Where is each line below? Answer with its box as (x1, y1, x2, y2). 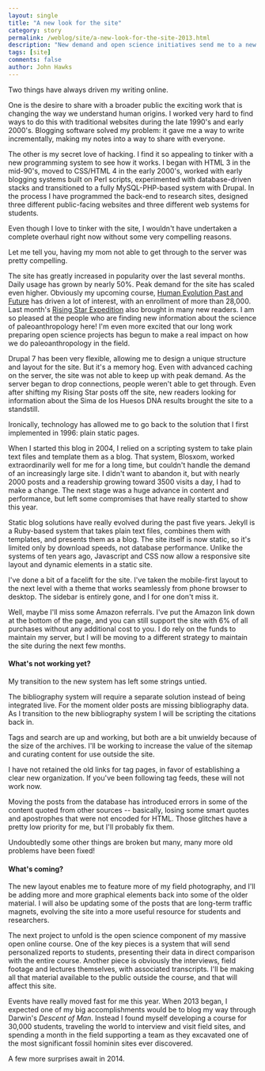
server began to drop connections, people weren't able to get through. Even (8, 379, 256, 388)
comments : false (8, 56, 62, 64)
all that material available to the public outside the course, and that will (8, 973, 237, 982)
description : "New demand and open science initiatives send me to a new (8, 41, 257, 49)
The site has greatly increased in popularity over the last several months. (8, 271, 245, 280)
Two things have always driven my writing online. (8, 85, 168, 94)
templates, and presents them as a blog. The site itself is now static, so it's (8, 534, 252, 543)
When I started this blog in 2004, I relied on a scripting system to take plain (8, 443, 253, 452)
